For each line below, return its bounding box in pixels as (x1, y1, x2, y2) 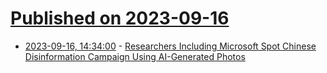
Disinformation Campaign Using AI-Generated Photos (24, 50, 246, 62)
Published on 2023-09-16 (10, 7, 230, 30)
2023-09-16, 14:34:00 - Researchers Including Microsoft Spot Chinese (24, 40, 317, 52)
